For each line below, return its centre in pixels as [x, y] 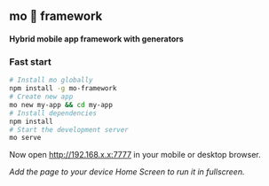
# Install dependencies [53, 113]
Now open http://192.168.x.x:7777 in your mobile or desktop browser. [135, 155]
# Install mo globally [51, 81]
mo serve [25, 138]
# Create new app [41, 97]
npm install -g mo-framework [63, 89]
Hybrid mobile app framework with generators [96, 39]
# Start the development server [69, 129]
